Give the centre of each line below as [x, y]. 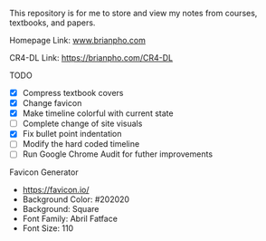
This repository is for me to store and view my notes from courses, [133, 13]
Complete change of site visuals [82, 124]
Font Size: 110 [48, 228]
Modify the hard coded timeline [81, 144]
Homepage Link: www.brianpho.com [78, 40]
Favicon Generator [44, 172]
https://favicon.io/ [56, 190]
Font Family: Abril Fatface [70, 219]
